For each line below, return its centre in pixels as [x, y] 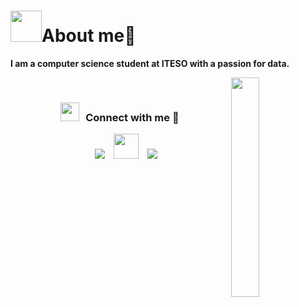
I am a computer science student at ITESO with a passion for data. [150, 63]
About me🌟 [89, 36]
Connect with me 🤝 [132, 117]
